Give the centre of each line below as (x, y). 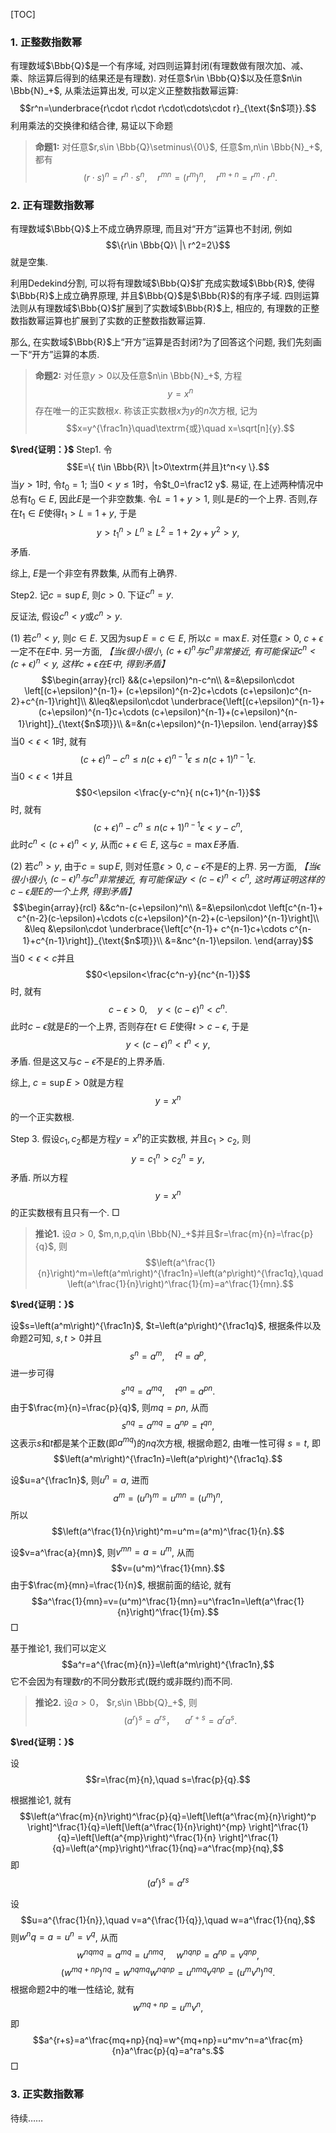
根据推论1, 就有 (41, 1800)
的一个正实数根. (42, 1117)
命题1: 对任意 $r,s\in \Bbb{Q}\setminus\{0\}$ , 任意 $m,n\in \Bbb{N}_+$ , (178, 147)
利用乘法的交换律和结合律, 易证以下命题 (91, 126)
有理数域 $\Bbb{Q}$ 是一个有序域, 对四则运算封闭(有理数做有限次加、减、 (160, 66)
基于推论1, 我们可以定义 (58, 1648)
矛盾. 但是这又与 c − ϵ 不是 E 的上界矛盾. (88, 1061)
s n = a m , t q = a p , (168, 1355)
